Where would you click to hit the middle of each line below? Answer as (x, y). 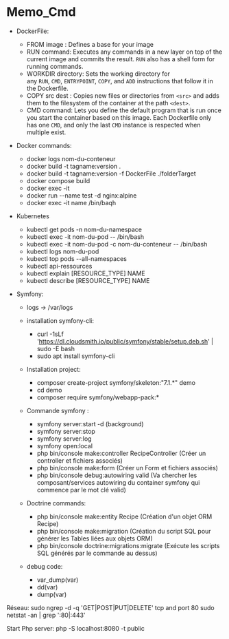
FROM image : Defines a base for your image (90, 44)
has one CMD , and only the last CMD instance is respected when (113, 125)
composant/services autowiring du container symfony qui (118, 482)
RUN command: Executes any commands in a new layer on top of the (124, 52)
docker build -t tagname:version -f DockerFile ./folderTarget (111, 174)
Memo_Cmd (41, 12)
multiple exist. (46, 132)
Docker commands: (44, 145)
